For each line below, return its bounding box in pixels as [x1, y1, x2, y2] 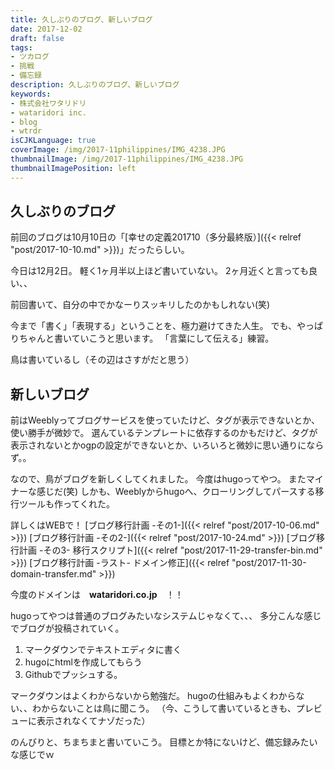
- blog [10, 117, 38, 127]
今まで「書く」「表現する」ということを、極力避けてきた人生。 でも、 [10, 320, 298, 332]
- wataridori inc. [10, 107, 87, 118]
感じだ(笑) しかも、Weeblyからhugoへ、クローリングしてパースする [36, 486, 316, 498]
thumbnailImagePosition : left [10, 163, 137, 173]
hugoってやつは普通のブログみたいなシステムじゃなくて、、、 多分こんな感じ [10, 610, 322, 622]
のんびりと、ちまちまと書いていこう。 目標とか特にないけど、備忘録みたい [10, 736, 318, 748]
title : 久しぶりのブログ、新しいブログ [10, 14, 153, 25]
